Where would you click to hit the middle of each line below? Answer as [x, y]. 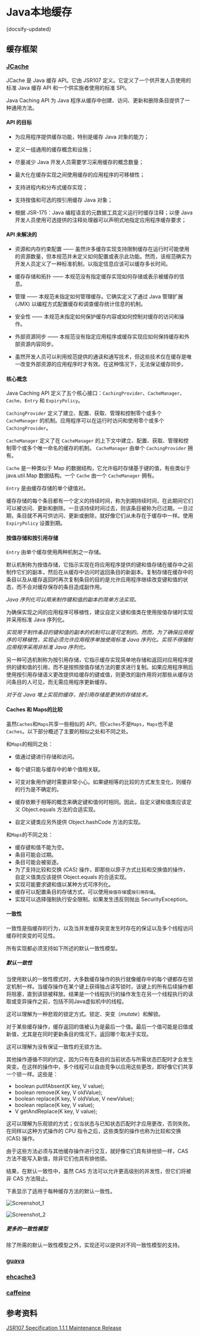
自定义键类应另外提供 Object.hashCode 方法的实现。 [79, 822]
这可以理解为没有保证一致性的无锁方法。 [55, 1046]
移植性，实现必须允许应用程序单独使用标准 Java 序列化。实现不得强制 [107, 640]
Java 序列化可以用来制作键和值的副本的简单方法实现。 [73, 600]
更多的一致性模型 [27, 1229]
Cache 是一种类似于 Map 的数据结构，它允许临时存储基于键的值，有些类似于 [99, 468]
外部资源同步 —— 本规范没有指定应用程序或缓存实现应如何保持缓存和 [99, 337]
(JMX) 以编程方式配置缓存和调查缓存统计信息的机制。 [80, 304]
